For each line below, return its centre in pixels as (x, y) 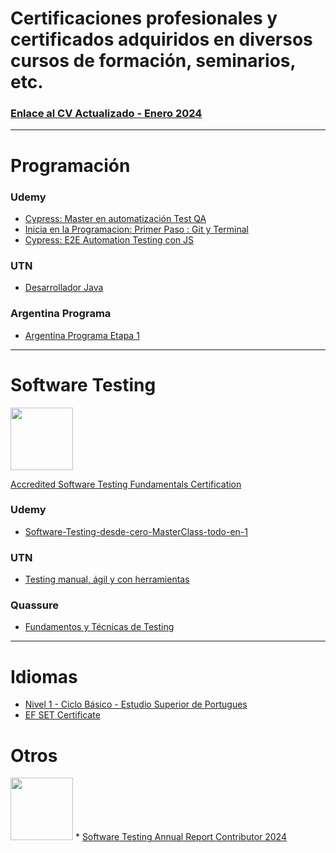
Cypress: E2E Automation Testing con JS (109, 239)
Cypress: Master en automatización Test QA (115, 218)
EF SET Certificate (62, 715)
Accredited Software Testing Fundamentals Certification (126, 484)
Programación (70, 165)
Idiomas (44, 676)
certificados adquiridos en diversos (161, 39)
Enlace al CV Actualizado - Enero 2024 (106, 114)
